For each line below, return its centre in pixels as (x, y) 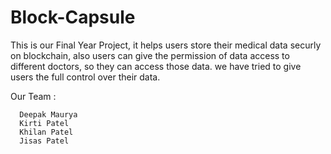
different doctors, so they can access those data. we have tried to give (156, 66)
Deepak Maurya (48, 114)
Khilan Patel (46, 132)
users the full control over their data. (85, 77)
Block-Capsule (73, 17)
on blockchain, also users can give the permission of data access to (150, 55)
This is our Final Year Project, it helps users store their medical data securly (166, 45)
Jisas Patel (44, 141)
